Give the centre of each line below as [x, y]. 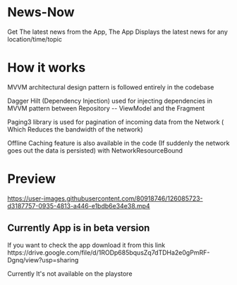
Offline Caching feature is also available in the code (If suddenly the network [119, 143]
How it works [47, 68]
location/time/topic [35, 39]
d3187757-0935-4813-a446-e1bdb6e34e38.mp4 [79, 205]
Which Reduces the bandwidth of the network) [75, 129]
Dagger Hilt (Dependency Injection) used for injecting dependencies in [110, 101]
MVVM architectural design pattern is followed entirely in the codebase [111, 87]
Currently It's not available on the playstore [70, 273]
